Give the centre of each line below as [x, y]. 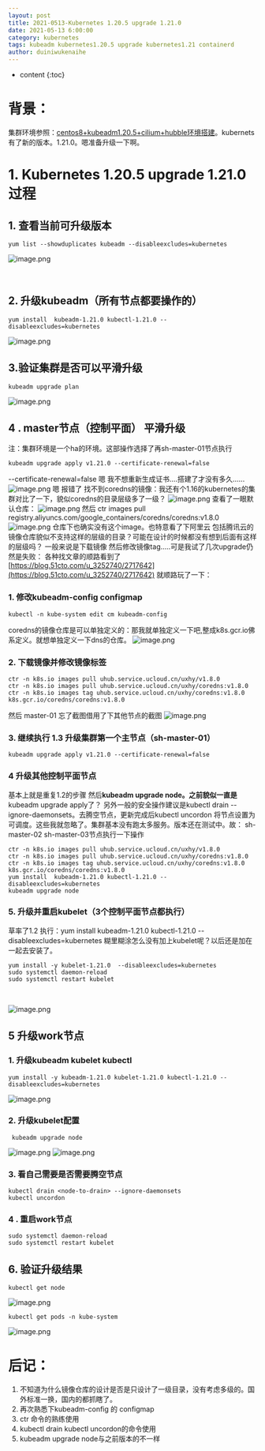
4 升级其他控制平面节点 [52, 776]
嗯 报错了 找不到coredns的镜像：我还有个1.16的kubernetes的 [150, 489]
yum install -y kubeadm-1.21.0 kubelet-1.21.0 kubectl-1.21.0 [112, 1077]
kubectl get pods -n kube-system [63, 1317]
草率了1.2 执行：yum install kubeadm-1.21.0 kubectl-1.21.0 [102, 930]
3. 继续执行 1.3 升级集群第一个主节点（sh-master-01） [112, 738]
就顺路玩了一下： [184, 575]
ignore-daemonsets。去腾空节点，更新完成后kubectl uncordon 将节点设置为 [132, 814]
